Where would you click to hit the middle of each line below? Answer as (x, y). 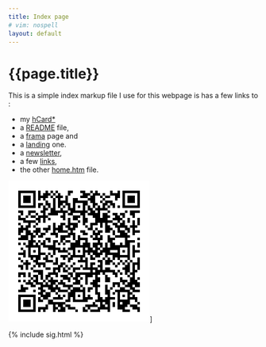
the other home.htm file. (59, 170)
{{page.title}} (54, 73)
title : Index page (39, 17)
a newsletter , (40, 153)
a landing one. (43, 145)
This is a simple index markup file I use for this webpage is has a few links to (133, 96)
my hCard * (37, 120)
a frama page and (48, 136)
